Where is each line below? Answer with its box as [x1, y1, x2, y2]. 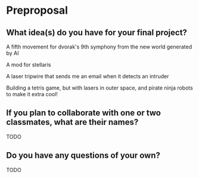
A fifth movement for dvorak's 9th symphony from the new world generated [6, 43, 192, 50]
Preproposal [6, 4, 69, 17]
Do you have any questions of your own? [6, 151, 161, 161]
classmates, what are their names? [6, 117, 139, 127]
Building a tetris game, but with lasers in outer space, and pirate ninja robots [6, 84, 194, 91]
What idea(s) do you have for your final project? [6, 27, 188, 38]
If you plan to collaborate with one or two [6, 108, 161, 118]
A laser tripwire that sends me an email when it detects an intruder [6, 73, 169, 79]
